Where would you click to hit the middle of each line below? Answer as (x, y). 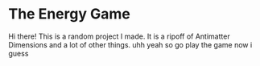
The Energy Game (69, 14)
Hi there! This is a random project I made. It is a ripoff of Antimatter (120, 36)
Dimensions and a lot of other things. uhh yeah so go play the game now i (130, 44)
